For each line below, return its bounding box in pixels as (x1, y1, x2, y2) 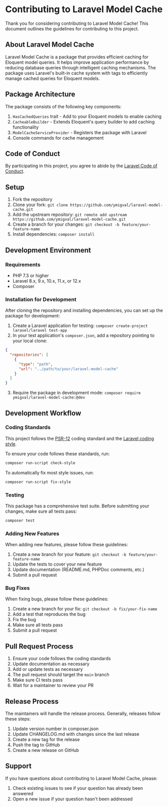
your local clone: (12, 338, 47, 344)
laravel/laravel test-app (12, 328, 67, 333)
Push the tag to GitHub (12, 742, 61, 748)
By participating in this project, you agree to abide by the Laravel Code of (5, 163, 157, 169)
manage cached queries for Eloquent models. (5, 75, 100, 82)
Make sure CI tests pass (12, 677, 63, 683)
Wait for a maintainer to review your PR (12, 682, 94, 689)
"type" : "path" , (18, 361, 53, 367)
